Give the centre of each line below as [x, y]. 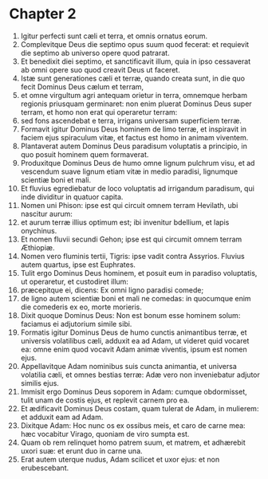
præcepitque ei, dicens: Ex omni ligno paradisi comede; [112, 290]
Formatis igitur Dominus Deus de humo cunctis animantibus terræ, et [134, 332]
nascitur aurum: [46, 214]
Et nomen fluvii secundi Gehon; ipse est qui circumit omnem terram [131, 239]
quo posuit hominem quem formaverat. [85, 154]
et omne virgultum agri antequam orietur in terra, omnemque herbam [134, 95]
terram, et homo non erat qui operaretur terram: [99, 112]
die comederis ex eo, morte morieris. [81, 307]
